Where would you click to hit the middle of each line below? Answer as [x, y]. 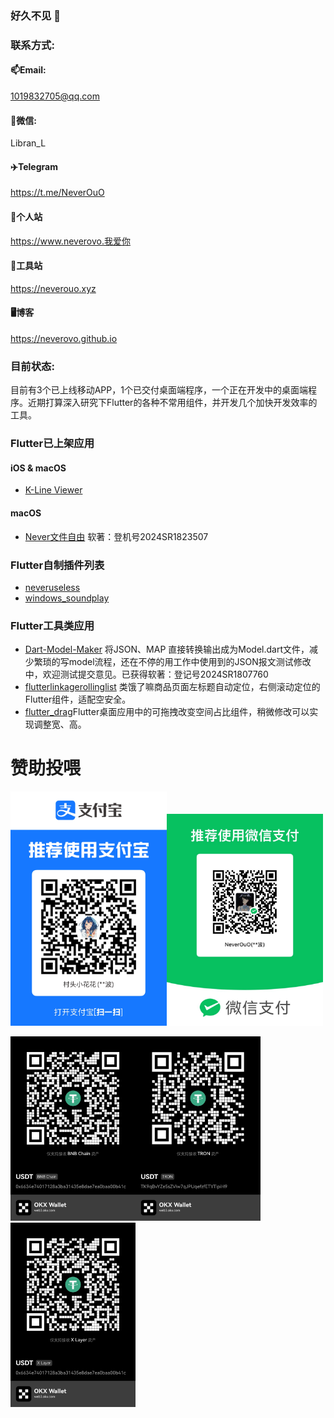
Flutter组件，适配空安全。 [78, 699]
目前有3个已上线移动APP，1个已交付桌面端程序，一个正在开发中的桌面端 [159, 390]
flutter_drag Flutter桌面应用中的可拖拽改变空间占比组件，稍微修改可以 [167, 712]
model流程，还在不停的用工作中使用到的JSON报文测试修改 [190, 662]
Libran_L [28, 143]
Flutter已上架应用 [52, 444]
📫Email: [28, 70]
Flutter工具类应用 [52, 625]
